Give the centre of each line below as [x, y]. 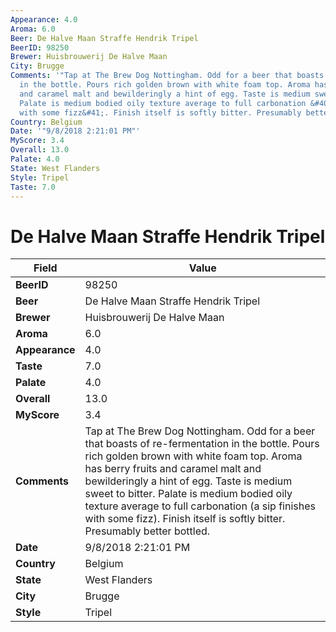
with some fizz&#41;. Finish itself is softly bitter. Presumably [160, 112]
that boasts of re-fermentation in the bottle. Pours [202, 444]
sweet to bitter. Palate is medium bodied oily [188, 494]
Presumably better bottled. [147, 531]
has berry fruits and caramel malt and [173, 469]
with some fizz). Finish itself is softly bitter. [185, 519]
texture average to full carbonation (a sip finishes [200, 506]
